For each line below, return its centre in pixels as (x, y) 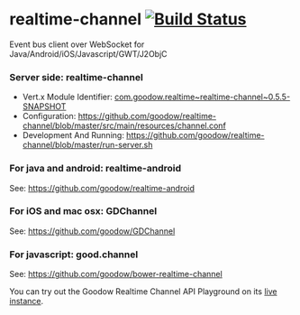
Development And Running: (73, 135)
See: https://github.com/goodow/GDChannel (92, 231)
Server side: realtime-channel (77, 77)
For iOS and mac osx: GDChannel (83, 211)
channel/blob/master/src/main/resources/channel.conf (124, 125)
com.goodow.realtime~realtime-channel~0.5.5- (202, 97)
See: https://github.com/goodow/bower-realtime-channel (116, 274)
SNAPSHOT (44, 107)
